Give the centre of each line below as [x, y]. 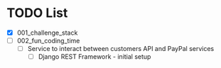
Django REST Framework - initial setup [95, 57]
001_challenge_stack [47, 33]
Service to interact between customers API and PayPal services [121, 49]
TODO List [37, 13]
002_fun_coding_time [48, 41]
